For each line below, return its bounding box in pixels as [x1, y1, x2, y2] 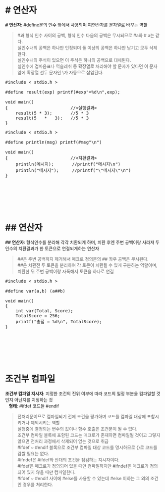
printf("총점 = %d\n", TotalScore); [15, 319, 103, 324]
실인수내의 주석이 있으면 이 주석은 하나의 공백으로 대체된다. [17, 57, 131, 63]
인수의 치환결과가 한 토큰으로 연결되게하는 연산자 [5, 246, 100, 251]
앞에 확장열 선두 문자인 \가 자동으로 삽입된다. [17, 69, 104, 75]
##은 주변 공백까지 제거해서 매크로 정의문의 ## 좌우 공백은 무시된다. [17, 256, 149, 262]
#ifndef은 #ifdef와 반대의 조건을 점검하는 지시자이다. [17, 456, 120, 463]
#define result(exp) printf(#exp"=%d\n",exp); [5, 89, 120, 95]
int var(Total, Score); [15, 308, 73, 313]
